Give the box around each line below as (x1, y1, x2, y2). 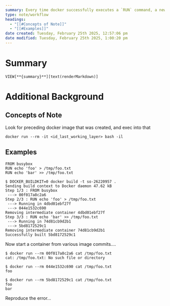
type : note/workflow (5, 12, 49, 17)
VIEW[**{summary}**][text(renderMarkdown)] (5, 74, 99, 79)
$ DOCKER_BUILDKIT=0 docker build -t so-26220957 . (5, 179, 116, 184)
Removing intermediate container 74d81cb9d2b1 (5, 228, 105, 233)
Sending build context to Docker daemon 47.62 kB (5, 183, 112, 189)
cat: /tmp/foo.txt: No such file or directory (5, 255, 105, 260)
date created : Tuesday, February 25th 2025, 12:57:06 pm (5, 31, 128, 36)
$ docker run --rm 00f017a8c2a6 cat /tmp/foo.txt (5, 251, 112, 256)
